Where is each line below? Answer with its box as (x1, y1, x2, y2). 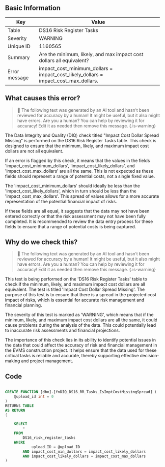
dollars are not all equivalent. (5, 148, 64, 154)
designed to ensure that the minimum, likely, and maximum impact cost (5, 143, 149, 149)
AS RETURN (5, 408, 26, 413)
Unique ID (7, 43, 30, 50)
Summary (7, 54, 30, 61)
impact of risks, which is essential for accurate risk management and (5, 297, 144, 303)
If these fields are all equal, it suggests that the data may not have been (5, 208, 150, 214)
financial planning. (5, 302, 43, 308)
